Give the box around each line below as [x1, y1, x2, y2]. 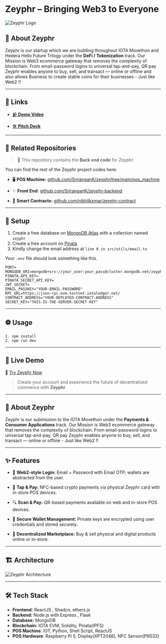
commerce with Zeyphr [17, 384, 66, 390]
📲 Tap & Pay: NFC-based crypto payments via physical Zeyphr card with [12, 484, 161, 491]
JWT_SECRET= [5, 282, 30, 288]
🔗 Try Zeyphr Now [5, 369, 42, 375]
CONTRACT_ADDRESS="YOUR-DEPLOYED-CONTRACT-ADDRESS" [5, 296, 114, 300]
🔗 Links [5, 98, 28, 106]
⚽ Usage [5, 318, 33, 327]
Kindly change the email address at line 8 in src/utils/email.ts [12, 246, 147, 252]
